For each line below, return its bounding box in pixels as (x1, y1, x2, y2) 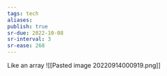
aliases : (7, 17, 33, 23)
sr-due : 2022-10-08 (7, 29, 64, 37)
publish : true (7, 23, 49, 30)
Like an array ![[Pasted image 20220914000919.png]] (7, 61, 161, 69)
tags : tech (7, 10, 39, 17)
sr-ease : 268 (7, 42, 45, 49)
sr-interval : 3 (7, 36, 51, 43)
